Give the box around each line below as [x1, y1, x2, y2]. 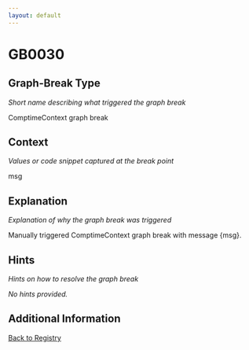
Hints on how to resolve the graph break [8, 274, 139, 284]
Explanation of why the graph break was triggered [8, 216, 172, 225]
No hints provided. [8, 289, 68, 299]
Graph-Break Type [8, 76, 101, 90]
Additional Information [8, 312, 121, 326]
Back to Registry [8, 333, 61, 342]
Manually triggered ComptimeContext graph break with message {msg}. [8, 230, 242, 240]
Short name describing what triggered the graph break [8, 98, 186, 107]
